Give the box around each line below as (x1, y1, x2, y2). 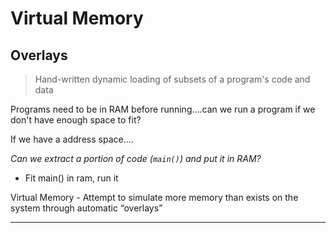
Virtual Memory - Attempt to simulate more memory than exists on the (10, 192, 299, 203)
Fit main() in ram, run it (24, 172, 119, 184)
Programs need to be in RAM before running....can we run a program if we (10, 103, 316, 115)
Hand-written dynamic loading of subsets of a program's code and (34, 73, 311, 85)
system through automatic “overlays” (10, 202, 163, 214)
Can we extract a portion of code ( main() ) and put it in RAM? (10, 153, 262, 164)
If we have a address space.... (10, 133, 134, 145)
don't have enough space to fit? (10, 114, 142, 126)
